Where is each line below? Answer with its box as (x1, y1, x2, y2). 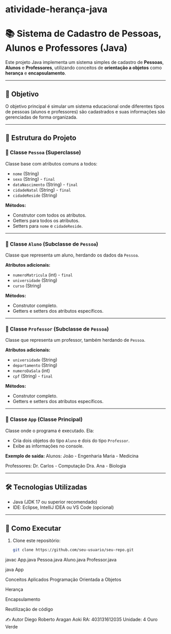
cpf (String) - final (12, 373, 53, 379)
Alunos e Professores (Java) (5, 42, 128, 54)
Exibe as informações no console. (12, 443, 84, 449)
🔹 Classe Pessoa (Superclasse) (5, 149, 81, 156)
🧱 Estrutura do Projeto (5, 134, 76, 143)
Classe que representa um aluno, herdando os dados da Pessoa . (5, 252, 139, 258)
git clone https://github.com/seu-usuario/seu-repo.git (12, 548, 134, 553)
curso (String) (12, 283, 42, 289)
